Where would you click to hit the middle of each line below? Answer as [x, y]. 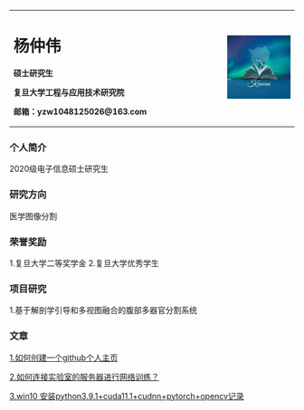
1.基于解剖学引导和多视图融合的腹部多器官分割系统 [103, 310]
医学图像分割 [33, 216]
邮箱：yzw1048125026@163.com [80, 111]
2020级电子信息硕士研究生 [59, 169]
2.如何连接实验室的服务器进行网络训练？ [85, 377]
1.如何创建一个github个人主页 [64, 358]
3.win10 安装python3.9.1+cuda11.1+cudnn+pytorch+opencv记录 [127, 396]
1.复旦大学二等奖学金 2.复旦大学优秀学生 [85, 263]
